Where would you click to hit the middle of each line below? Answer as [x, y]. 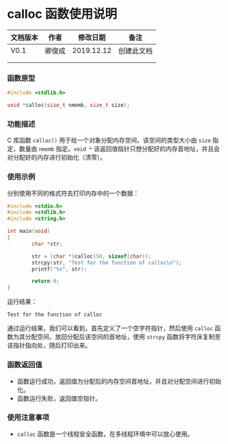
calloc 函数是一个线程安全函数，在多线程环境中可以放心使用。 [105, 434]
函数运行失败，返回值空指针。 [59, 398]
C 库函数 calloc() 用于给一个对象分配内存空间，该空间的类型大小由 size [109, 140]
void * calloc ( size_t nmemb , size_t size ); [68, 106]
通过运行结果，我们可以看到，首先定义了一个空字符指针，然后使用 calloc [110, 328]
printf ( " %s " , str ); [60, 269]
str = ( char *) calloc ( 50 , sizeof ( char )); [92, 256]
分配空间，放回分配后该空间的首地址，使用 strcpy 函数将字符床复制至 [123, 337]
